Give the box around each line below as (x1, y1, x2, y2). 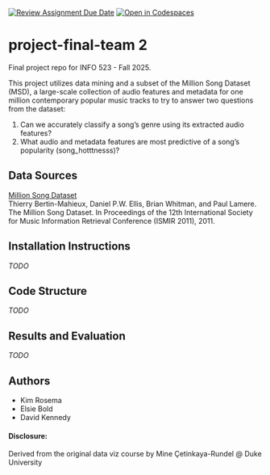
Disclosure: (8, 431, 48, 440)
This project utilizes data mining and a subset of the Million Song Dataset (8, 78, 251, 88)
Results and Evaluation (8, 329, 127, 343)
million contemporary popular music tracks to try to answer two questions (8, 95, 254, 105)
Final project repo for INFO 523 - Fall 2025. (8, 62, 152, 72)
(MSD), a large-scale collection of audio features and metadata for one (8, 86, 243, 96)
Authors (8, 374, 51, 388)
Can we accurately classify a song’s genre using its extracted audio (19, 120, 244, 129)
